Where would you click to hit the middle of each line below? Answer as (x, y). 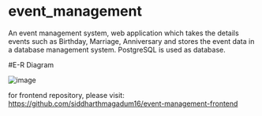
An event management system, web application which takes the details (124, 33)
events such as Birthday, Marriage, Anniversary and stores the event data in (131, 41)
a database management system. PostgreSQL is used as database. (117, 49)
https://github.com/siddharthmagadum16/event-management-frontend (123, 103)
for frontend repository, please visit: (66, 95)
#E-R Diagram (31, 64)
